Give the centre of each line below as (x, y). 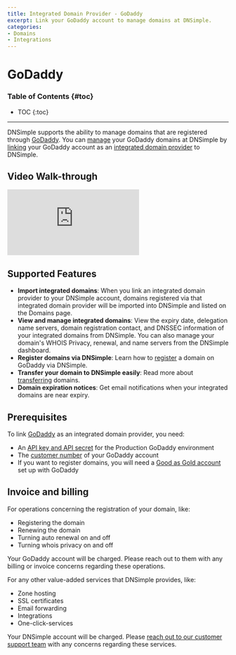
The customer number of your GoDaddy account (88, 455)
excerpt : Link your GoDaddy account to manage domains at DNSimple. (110, 20)
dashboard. (34, 350)
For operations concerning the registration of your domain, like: (99, 509)
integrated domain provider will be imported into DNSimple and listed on (122, 305)
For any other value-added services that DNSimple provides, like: (102, 579)
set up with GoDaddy (48, 470)
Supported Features (52, 273)
